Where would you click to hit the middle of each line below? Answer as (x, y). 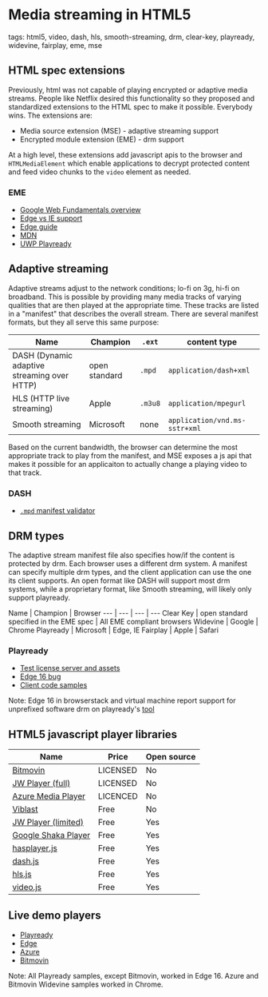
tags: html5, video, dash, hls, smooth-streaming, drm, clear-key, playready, (132, 37)
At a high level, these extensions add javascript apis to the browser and (125, 154)
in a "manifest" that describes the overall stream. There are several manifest (134, 313)
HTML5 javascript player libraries (93, 734)
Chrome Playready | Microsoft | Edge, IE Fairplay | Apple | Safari (114, 630)
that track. (25, 473)
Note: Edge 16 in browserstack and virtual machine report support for (122, 700)
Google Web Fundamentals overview (80, 210)
